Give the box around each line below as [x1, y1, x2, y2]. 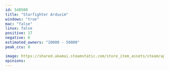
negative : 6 [5, 35, 30, 40]
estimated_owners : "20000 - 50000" [5, 40, 80, 45]
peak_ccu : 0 [5, 44, 30, 49]
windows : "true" [5, 16, 39, 21]
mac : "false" [5, 21, 33, 26]
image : [5, 53, 19, 58]
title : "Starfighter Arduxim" [5, 12, 69, 17]
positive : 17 [5, 30, 33, 35]
